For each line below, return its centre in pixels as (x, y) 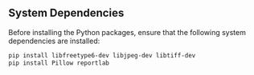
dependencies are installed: (54, 41)
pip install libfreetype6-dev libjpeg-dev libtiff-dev (102, 55)
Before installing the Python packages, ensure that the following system (127, 32)
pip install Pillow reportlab (59, 63)
